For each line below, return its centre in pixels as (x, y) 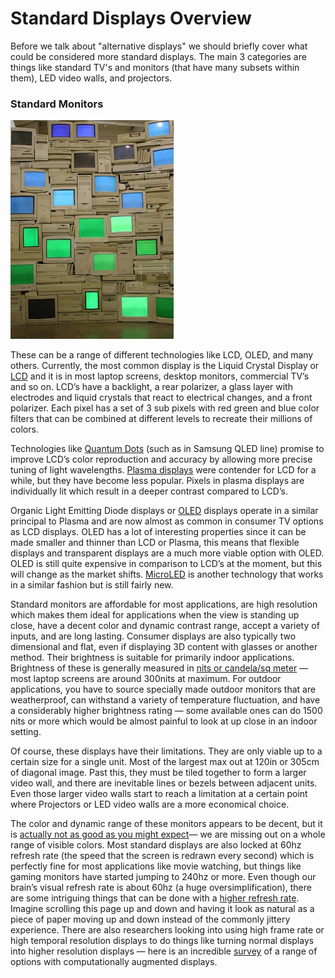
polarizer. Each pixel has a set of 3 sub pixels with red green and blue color (165, 408)
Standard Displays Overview (131, 18)
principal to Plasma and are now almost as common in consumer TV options (167, 521)
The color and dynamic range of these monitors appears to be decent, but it (166, 824)
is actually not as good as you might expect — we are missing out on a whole (168, 834)
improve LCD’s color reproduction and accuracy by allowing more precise (161, 459)
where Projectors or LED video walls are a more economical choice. (150, 804)
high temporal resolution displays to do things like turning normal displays (162, 941)
